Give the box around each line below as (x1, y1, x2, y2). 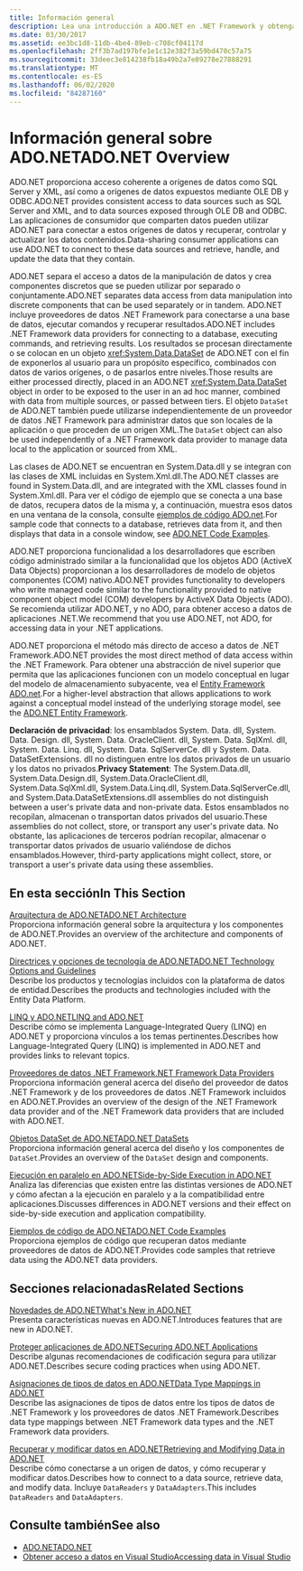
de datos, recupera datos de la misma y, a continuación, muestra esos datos (9, 500, 293, 510)
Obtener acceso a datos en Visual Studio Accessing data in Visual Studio (22, 1551, 291, 1562)
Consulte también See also (9, 1518, 161, 1533)
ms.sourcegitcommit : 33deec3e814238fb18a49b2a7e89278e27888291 (9, 55, 252, 64)
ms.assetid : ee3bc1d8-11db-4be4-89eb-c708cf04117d (9, 38, 204, 48)
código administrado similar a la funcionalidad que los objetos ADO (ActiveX (9, 556, 293, 566)
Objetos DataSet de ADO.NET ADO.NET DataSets (9, 1133, 189, 1144)
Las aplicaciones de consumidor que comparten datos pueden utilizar (9, 215, 269, 226)
